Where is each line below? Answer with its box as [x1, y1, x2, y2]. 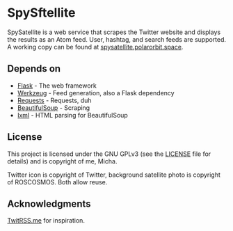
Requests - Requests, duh [17, 96, 92, 104]
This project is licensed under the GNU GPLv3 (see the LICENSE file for [7, 150, 211, 158]
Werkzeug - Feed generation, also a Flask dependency [17, 88, 175, 97]
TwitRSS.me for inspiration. [7, 216, 86, 225]
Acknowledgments [7, 198, 92, 209]
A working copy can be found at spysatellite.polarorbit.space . [7, 42, 184, 51]
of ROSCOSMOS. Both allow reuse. [7, 177, 108, 186]
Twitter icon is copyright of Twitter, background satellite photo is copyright [7, 170, 221, 179]
